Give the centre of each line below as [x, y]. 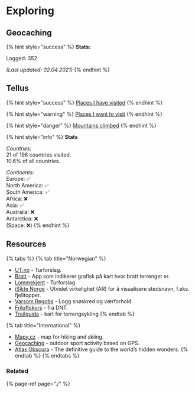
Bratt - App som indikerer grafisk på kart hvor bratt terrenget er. [92, 276]
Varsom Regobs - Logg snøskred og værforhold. [74, 301]
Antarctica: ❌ [22, 218]
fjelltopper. [28, 295]
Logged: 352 [22, 58]
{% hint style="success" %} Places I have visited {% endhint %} [84, 102]
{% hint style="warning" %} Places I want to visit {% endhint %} [84, 114]
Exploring [30, 11]
